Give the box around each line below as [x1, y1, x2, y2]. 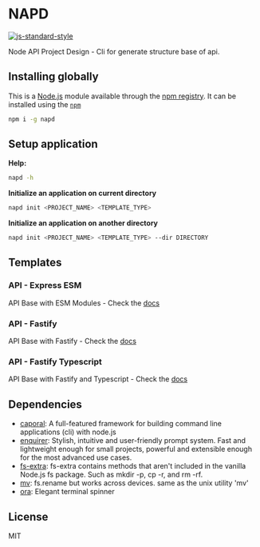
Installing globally [8, 70, 99, 84]
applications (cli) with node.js [19, 427, 117, 437]
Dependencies [8, 397, 82, 411]
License [8, 509, 49, 524]
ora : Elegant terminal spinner [19, 487, 116, 497]
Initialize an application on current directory [8, 189, 157, 198]
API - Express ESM [8, 280, 82, 291]
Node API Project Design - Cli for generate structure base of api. [8, 46, 220, 56]
